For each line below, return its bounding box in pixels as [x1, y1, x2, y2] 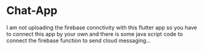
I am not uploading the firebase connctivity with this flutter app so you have [6, 24, 197, 31]
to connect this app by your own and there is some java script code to [6, 30, 183, 37]
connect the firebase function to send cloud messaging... [6, 37, 151, 44]
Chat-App [6, 4, 58, 18]
